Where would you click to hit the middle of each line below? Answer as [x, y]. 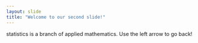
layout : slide [24, 11]
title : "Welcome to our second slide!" [56, 17]
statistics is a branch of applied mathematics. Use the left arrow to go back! [99, 34]
